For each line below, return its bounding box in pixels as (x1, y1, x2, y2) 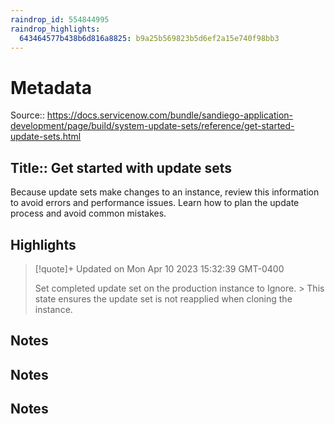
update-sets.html (10, 131, 82, 143)
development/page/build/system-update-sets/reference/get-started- (10, 120, 295, 132)
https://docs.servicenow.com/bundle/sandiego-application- (46, 109, 294, 121)
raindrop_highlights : (10, 24, 101, 34)
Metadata (10, 76, 92, 99)
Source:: (10, 109, 45, 121)
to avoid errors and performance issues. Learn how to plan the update (10, 197, 300, 209)
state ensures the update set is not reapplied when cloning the (34, 292, 293, 305)
